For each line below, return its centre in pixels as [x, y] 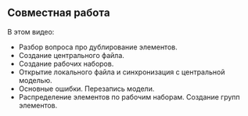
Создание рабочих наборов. [66, 63]
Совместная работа [59, 13]
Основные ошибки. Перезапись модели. [86, 89]
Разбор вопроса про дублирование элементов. [98, 47]
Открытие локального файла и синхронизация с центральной [122, 72]
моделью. [35, 80]
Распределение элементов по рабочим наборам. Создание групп [129, 96]
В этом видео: [31, 31]
